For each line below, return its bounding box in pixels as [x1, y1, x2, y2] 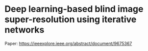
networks [4, 25, 45, 35]
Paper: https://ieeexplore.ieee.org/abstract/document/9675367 [4, 40, 132, 46]
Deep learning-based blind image [4, 3, 144, 15]
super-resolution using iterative [4, 14, 137, 25]
